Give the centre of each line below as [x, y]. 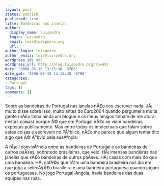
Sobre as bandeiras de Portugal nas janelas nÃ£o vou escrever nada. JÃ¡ [79, 106]
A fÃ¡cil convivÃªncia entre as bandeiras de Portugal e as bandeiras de [77, 147]
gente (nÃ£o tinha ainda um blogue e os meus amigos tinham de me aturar [81, 117]
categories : [17, 78]
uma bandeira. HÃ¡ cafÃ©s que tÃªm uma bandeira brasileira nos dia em [78, 162]
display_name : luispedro [35, 32]
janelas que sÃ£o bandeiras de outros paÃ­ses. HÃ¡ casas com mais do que [81, 157]
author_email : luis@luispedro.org [41, 55]
